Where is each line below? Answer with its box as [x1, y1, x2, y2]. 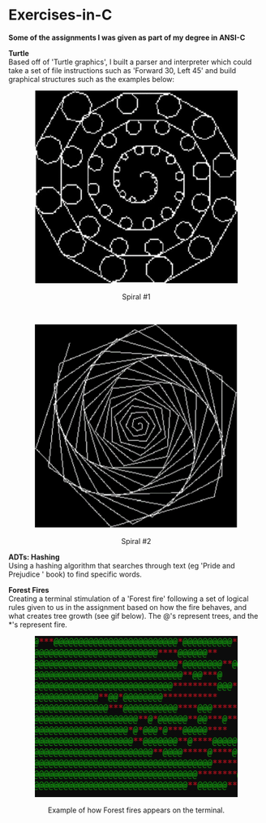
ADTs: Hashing [8, 551, 60, 562]
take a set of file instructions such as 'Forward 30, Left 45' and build [8, 65, 237, 75]
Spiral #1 [122, 292, 151, 302]
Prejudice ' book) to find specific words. [8, 569, 142, 579]
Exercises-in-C [8, 6, 113, 24]
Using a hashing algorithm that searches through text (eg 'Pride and [8, 560, 235, 570]
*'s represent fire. [8, 620, 67, 629]
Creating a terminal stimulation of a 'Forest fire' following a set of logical [8, 594, 249, 603]
